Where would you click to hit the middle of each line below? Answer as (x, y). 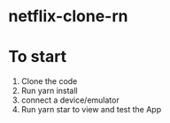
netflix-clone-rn (68, 16)
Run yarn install (49, 91)
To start (38, 57)
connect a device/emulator (70, 100)
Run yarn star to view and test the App (91, 110)
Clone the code (49, 81)
